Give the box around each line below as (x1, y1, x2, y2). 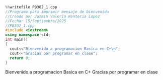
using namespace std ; (5, 32, 51, 37)
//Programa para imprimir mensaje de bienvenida (5, 9, 109, 14)
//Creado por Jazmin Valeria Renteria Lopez (5, 14, 100, 19)
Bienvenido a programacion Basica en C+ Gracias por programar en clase (5, 69, 158, 75)
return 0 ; (10, 55, 30, 61)
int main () (5, 37, 28, 42)
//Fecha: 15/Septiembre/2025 (5, 18, 66, 23)
